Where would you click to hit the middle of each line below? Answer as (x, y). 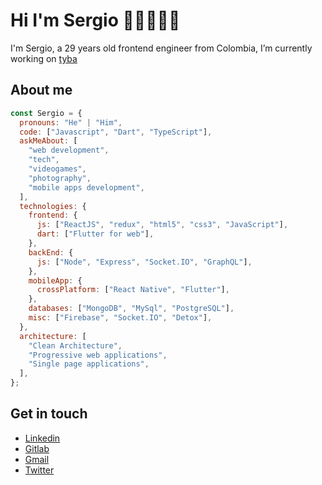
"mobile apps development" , (86, 187)
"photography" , (60, 178)
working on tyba (44, 58)
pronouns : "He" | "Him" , (71, 122)
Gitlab (37, 448)
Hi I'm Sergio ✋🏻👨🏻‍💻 (95, 20)
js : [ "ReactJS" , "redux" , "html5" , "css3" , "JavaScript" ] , (162, 225)
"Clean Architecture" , (75, 345)
